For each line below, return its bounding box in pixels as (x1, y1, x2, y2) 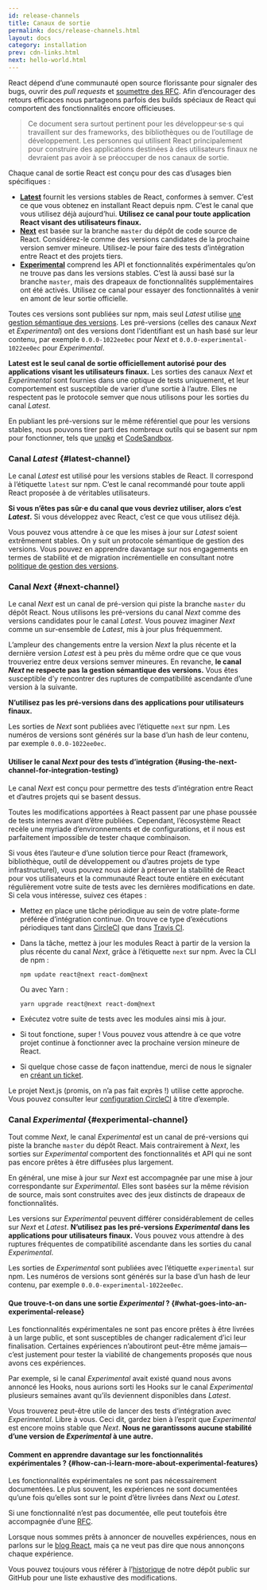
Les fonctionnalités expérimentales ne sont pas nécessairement (8, 1476, 217, 1486)
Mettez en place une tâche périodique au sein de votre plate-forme (19, 905, 240, 915)
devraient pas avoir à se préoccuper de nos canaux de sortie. (27, 152, 230, 162)
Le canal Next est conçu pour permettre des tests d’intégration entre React (8, 783, 253, 793)
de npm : (19, 955, 49, 964)
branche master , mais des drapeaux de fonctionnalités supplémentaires (19, 277, 254, 286)
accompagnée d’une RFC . (8, 1517, 94, 1526)
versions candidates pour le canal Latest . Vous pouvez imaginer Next (8, 616, 236, 626)
